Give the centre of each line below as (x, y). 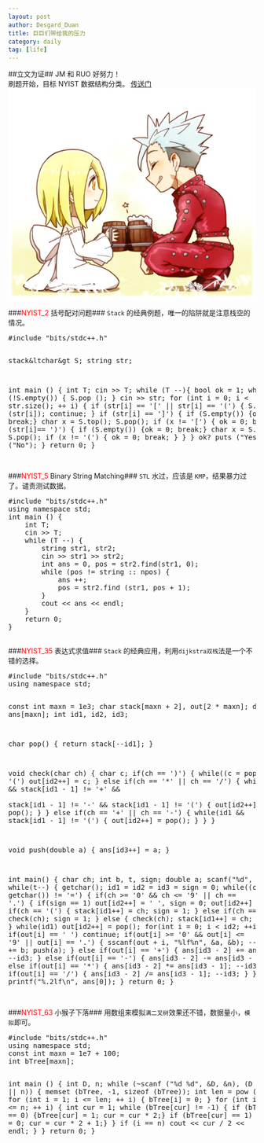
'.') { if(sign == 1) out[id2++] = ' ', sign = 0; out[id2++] (130, 903)
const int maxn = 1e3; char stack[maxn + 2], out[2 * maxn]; (128, 706)
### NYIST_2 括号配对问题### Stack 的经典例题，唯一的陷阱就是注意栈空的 (129, 312)
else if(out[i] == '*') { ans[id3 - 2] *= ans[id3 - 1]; (120, 966)
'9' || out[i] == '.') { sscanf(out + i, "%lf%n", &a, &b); (126, 942)
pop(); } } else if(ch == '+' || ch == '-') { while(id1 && (126, 812)
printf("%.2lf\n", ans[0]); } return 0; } (91, 981)
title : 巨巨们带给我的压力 (47, 33)
